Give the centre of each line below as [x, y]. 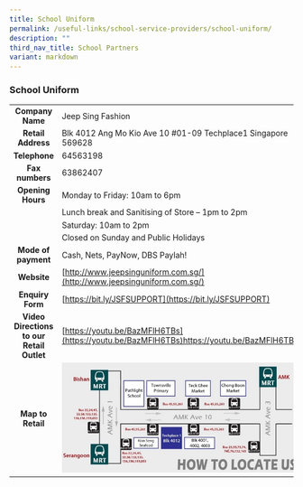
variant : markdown [44, 57]
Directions [34, 326]
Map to [34, 414]
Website [33, 276]
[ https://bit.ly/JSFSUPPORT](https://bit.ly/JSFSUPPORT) [166, 299]
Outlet [33, 355]
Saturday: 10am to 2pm [106, 225]
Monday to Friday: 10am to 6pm [121, 195]
